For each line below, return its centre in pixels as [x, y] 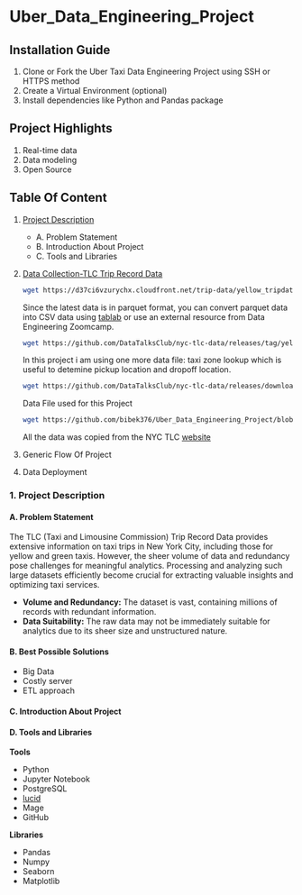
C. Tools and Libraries [77, 256]
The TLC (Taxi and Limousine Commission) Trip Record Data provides [139, 537]
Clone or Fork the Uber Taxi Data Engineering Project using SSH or [146, 71]
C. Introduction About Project [65, 712]
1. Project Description [57, 496]
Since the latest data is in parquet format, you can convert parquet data [155, 307]
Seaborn [38, 872]
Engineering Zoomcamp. [68, 326]
